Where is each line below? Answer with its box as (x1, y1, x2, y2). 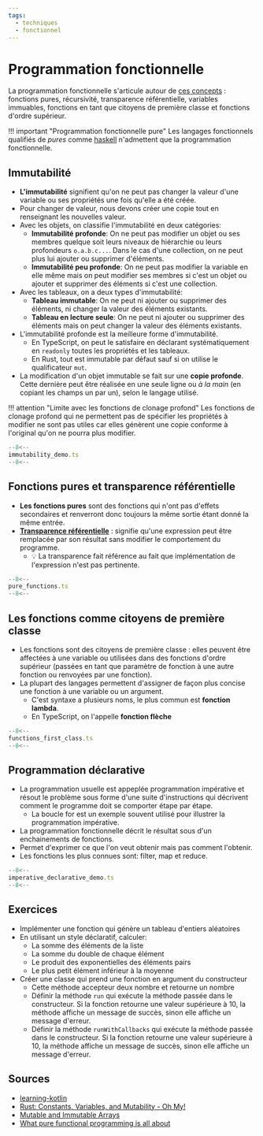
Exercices (8, 903, 57, 916)
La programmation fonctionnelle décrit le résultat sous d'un (19, 826, 213, 836)
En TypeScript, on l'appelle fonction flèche (31, 712, 172, 721)
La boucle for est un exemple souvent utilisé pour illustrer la (31, 809, 226, 819)
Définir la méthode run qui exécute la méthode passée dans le (31, 990, 233, 1000)
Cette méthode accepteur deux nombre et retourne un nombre (31, 982, 235, 992)
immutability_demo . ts (8, 451, 80, 458)
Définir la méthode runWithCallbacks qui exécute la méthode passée (31, 1024, 254, 1034)
